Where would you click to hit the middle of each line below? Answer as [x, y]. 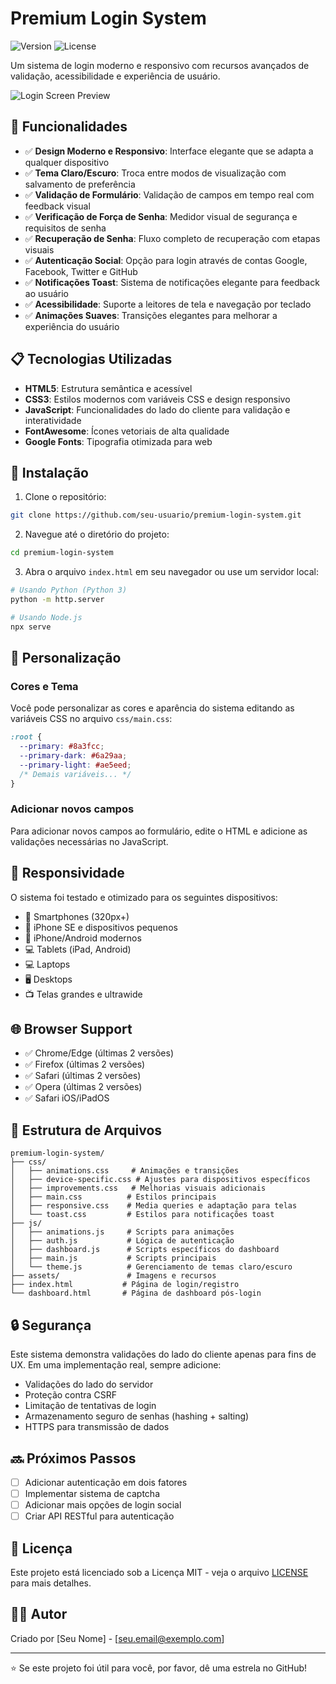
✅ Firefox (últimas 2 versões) [85, 1064]
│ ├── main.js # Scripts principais [113, 1258]
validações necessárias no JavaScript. [89, 841]
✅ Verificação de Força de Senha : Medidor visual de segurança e [161, 216]
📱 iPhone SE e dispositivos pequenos [101, 927]
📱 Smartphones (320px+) [77, 916]
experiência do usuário [72, 326]
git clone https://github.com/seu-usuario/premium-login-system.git [156, 515]
